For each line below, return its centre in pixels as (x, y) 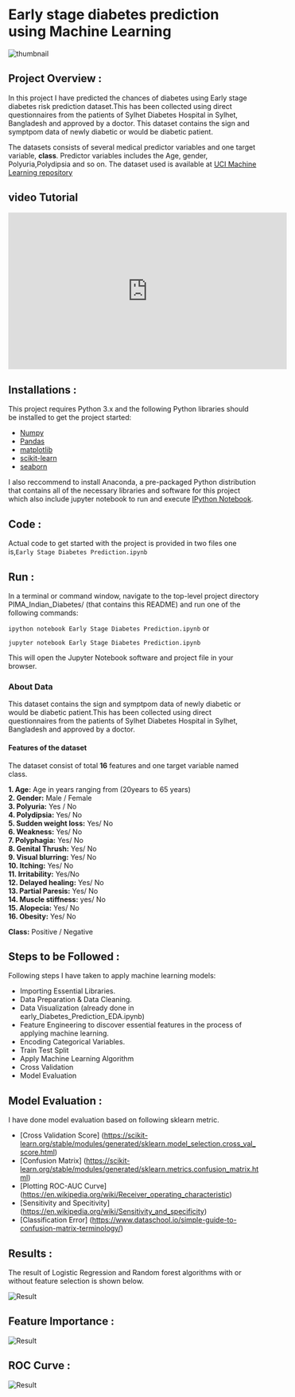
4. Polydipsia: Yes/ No (45, 814)
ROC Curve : (39, 1366)
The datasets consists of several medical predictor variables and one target (132, 147)
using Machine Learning (90, 31)
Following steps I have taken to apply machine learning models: (112, 976)
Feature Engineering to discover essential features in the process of (131, 1025)
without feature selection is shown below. (76, 1281)
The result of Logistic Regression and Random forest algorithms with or (125, 1272)
